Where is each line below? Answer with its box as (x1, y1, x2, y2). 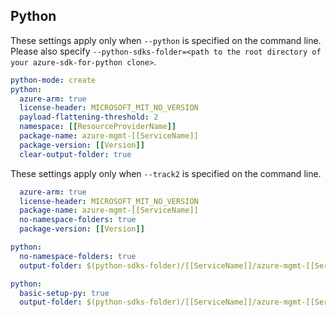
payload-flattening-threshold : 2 (19, 112, 159, 123)
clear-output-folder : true (19, 149, 132, 159)
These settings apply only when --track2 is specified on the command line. (10, 167, 322, 179)
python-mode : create (10, 75, 97, 85)
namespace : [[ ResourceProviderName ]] (19, 122, 177, 132)
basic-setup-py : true (19, 288, 110, 298)
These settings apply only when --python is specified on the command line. (10, 34, 322, 46)
